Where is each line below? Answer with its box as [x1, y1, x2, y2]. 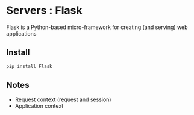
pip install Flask [6, 63, 52, 69]
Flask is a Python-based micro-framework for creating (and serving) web [6, 23, 188, 31]
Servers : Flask [6, 4, 83, 17]
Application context [14, 102, 64, 110]
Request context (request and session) [14, 96, 111, 103]
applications [6, 30, 37, 37]
